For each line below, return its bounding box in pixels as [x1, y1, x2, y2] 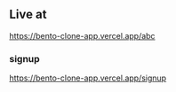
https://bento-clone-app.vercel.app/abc [9, 30, 156, 41]
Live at [9, 7, 47, 22]
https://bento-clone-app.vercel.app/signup [9, 73, 167, 83]
